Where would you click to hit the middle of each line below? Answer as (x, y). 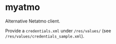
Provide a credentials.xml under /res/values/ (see (58, 30)
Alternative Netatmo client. (33, 21)
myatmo (22, 7)
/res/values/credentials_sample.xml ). (45, 36)
